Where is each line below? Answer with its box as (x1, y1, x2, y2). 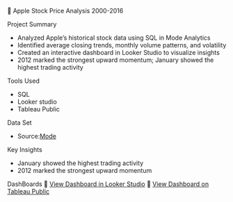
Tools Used (7, 77, 40, 85)
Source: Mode (17, 132, 57, 140)
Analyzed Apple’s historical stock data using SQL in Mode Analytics (17, 33, 211, 42)
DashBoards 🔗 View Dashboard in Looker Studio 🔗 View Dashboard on (7, 180, 209, 188)
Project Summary (7, 20, 57, 28)
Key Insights (7, 146, 43, 153)
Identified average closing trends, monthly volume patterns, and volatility (17, 41, 227, 49)
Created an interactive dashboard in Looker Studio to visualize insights (17, 49, 220, 56)
